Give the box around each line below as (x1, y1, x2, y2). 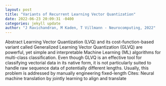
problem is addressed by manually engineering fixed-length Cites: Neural (5, 70, 154, 76)
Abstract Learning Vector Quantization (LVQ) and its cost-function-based (5, 39, 154, 45)
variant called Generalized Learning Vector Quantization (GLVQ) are (5, 44, 143, 50)
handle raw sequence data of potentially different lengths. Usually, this (5, 65, 149, 71)
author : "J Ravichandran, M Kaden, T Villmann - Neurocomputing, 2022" (5, 26, 156, 30)
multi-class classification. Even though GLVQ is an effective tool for (5, 55, 142, 60)
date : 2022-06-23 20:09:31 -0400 (5, 16, 74, 21)
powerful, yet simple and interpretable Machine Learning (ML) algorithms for (5, 50, 161, 56)
